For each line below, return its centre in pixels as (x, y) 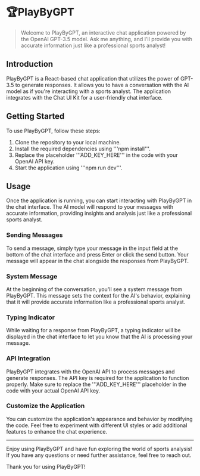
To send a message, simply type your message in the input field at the (92, 248)
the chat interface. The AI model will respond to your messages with (90, 207)
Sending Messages (35, 235)
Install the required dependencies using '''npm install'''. (82, 149)
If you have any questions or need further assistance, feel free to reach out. (99, 455)
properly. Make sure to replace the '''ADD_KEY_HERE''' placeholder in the (96, 384)
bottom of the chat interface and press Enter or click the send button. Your (98, 254)
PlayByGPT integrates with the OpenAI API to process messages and (90, 372)
